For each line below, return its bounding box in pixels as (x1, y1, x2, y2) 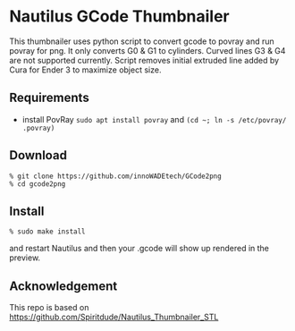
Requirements (9, 90, 89, 106)
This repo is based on (9, 302, 89, 313)
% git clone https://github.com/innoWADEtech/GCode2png (9, 172, 222, 181)
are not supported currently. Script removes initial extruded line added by (9, 55, 280, 65)
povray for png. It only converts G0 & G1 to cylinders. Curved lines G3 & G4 (9, 45, 286, 55)
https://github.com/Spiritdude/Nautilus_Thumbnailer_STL (9, 311, 219, 323)
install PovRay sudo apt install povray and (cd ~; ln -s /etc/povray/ (21, 114, 287, 124)
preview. (9, 252, 41, 263)
